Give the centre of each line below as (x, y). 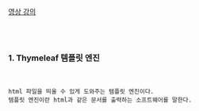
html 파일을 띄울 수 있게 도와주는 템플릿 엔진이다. (81, 92)
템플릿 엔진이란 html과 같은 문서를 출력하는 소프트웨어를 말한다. (100, 100)
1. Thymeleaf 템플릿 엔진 (54, 58)
